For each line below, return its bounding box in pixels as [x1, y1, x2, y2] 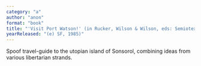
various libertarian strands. [6, 54, 73, 61]
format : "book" [6, 20, 44, 26]
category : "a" [6, 8, 42, 15]
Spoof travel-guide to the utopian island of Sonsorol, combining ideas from [6, 47, 191, 55]
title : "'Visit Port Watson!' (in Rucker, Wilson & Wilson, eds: [6, 25, 172, 32]
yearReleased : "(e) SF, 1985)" [6, 31, 84, 37]
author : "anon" [6, 14, 44, 20]
